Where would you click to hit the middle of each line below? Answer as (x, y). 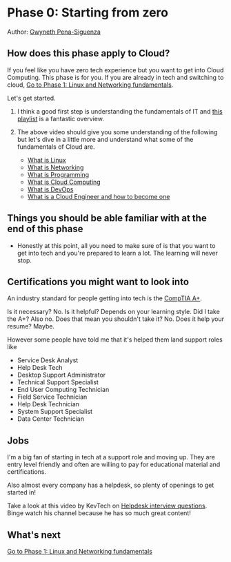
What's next (34, 535)
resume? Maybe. (31, 326)
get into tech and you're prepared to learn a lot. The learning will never (118, 253)
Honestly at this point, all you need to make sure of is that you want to (116, 245)
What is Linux (47, 160)
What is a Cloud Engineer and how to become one (99, 196)
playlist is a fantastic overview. (61, 118)
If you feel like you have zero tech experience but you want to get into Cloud (115, 70)
